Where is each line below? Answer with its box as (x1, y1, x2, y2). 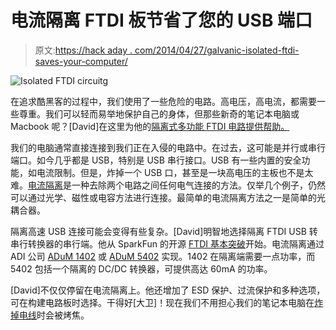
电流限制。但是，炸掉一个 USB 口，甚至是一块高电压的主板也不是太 (36, 166, 314, 178)
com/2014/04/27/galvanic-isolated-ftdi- (134, 44, 300, 56)
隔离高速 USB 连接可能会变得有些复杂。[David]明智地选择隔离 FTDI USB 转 (10, 225, 318, 237)
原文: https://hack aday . (34, 44, 133, 56)
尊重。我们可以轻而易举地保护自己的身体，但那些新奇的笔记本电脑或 (18, 107, 300, 120)
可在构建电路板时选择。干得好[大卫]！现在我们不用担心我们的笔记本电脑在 (10, 296, 315, 308)
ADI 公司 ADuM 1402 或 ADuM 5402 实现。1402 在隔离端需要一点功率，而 (10, 250, 316, 262)
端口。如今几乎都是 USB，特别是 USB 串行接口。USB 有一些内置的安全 (10, 154, 302, 166)
